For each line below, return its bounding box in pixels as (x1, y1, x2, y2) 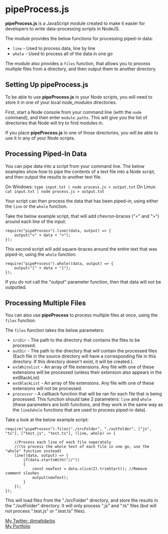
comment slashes (5, 471, 39, 476)
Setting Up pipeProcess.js (5, 80, 89, 89)
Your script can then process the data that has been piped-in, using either (5, 198, 158, 204)
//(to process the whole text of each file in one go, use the (14, 444, 150, 450)
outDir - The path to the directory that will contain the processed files (12, 348, 157, 354)
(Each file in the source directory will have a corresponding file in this (12, 353, 156, 360)
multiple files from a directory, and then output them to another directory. (5, 66, 157, 72)
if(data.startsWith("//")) (23, 458, 80, 463)
